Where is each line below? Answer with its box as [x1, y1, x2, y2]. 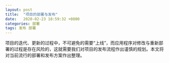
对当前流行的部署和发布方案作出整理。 [5, 53, 84, 59]
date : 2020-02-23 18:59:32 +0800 [5, 16, 80, 21]
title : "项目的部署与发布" [5, 12, 58, 17]
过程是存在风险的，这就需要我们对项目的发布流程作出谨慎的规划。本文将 [14, 46, 164, 52]
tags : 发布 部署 [5, 26, 36, 31]
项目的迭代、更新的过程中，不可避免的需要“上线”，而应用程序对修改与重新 [5, 40, 159, 46]
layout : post [5, 7, 33, 12]
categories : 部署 [5, 21, 40, 26]
